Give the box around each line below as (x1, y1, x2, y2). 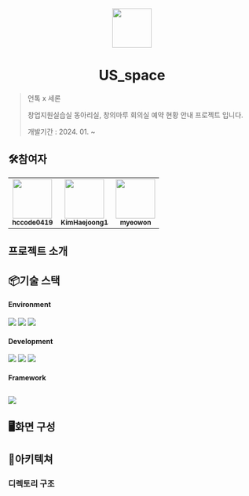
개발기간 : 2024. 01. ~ (27, 127, 96, 137)
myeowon (119, 217, 152, 227)
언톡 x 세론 (27, 94, 61, 103)
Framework (8, 372, 46, 382)
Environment (8, 300, 51, 309)
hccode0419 (12, 217, 53, 227)
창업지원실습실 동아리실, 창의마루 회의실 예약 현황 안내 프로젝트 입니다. (27, 110, 244, 120)
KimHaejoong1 (60, 217, 108, 227)
